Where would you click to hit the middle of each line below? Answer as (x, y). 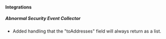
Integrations (19, 7)
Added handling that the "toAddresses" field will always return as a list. (87, 31)
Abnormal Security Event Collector (43, 18)
